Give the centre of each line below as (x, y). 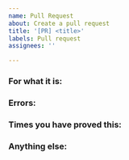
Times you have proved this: (65, 124)
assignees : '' (32, 46)
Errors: (22, 103)
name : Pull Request (41, 16)
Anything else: (37, 146)
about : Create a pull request (59, 23)
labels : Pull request (45, 38)
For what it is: (35, 82)
